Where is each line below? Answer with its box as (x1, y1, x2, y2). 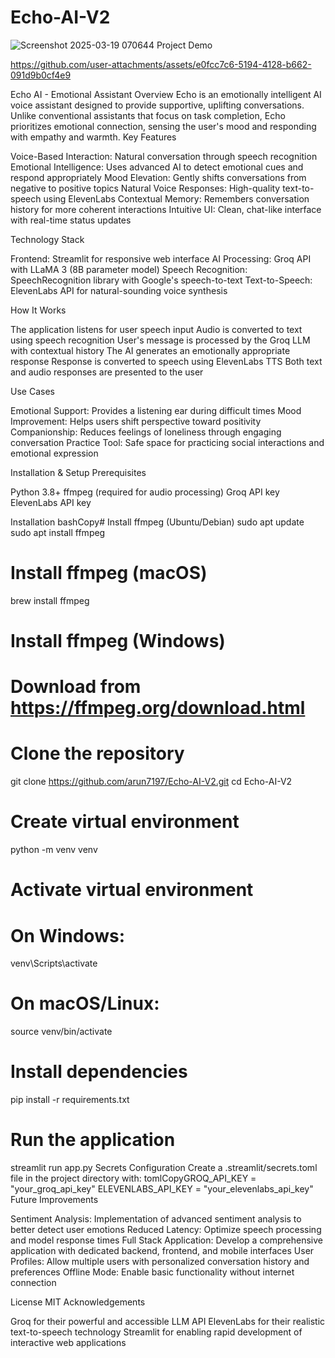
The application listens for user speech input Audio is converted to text (10, 323, 303, 335)
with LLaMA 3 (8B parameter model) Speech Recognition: (10, 263, 248, 275)
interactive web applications (10, 1337, 127, 1349)
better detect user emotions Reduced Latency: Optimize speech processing (10, 1224, 322, 1236)
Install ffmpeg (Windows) (10, 630, 226, 653)
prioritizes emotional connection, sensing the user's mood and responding (10, 120, 317, 132)
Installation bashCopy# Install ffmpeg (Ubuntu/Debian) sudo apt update (10, 516, 305, 528)
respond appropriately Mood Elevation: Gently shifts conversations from (10, 171, 307, 183)
